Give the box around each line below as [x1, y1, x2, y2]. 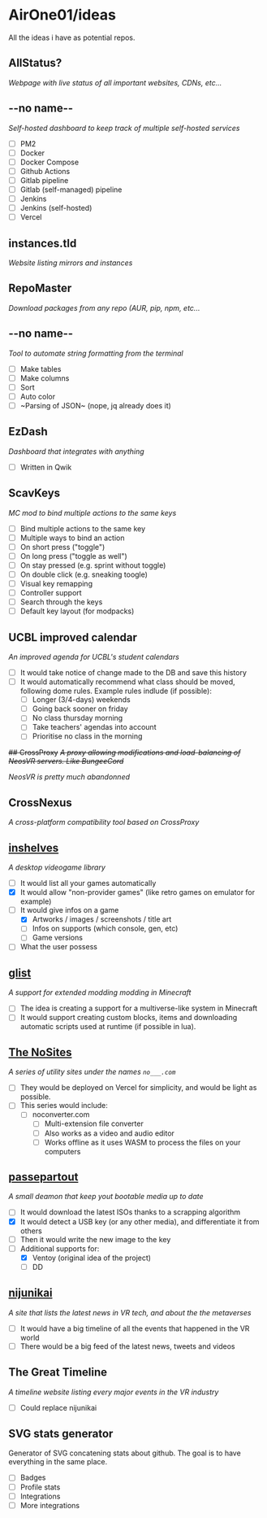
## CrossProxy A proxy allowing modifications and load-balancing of [8, 748, 241, 757]
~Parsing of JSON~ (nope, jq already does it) [19, 400, 172, 410]
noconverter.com [32, 1110, 90, 1119]
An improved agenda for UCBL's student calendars [8, 652, 180, 661]
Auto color [19, 391, 55, 401]
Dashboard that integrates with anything [8, 446, 144, 456]
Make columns [19, 373, 70, 383]
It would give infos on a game [19, 905, 119, 915]
